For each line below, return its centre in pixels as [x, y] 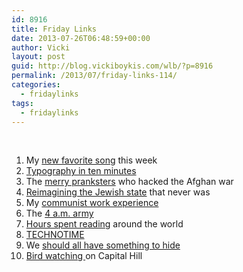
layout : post [38, 57]
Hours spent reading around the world [104, 224]
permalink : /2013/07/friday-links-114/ [94, 76]
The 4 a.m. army [59, 213]
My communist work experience [92, 203]
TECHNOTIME [55, 235]
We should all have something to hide [103, 245]
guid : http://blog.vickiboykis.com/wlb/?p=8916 [112, 66]
